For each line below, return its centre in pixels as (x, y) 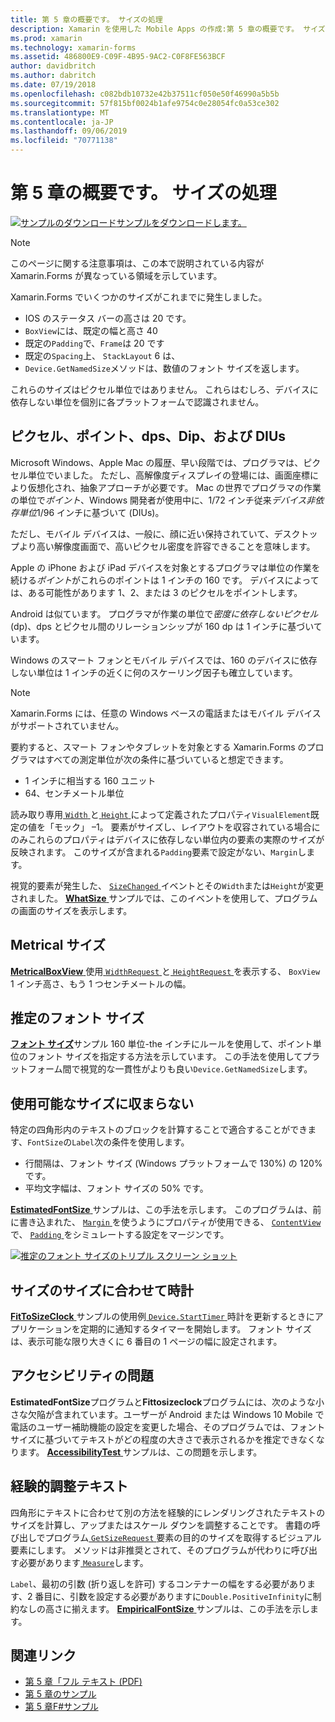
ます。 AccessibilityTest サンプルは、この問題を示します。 (140, 1452)
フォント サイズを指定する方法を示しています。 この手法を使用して (165, 1057)
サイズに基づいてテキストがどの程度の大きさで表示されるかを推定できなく (163, 1439)
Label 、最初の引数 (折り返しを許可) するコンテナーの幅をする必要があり (158, 1583)
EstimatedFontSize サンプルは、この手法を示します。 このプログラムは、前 (166, 1210)
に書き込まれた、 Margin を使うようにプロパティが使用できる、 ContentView (166, 1222)
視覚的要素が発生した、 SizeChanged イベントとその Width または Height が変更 (167, 885)
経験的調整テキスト (69, 1486)
